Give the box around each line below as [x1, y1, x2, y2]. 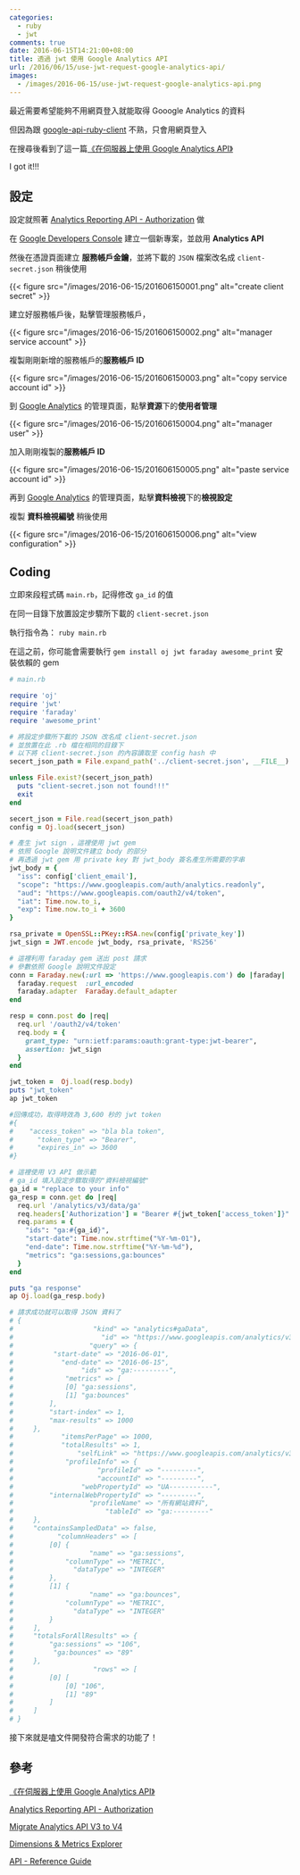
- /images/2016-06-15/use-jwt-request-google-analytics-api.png [17, 79, 262, 88]
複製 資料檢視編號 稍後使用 [9, 511, 108, 522]
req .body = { [17, 1028, 66, 1037]
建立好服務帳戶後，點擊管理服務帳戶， [9, 309, 150, 320]
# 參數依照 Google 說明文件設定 [9, 962, 116, 971]
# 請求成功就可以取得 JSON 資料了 [9, 1308, 121, 1317]
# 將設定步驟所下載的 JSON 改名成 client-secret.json [9, 732, 197, 741]
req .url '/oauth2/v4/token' [17, 1020, 122, 1029]
